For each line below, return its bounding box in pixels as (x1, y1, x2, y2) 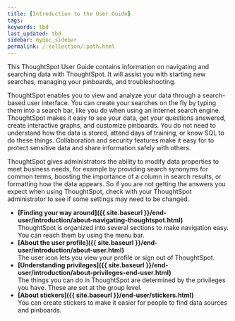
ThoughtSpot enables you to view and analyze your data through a (7, 91, 201, 99)
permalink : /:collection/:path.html (7, 43, 115, 50)
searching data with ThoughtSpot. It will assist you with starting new (7, 70, 206, 78)
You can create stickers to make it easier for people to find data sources (17, 298, 228, 307)
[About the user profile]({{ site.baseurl (17, 238, 134, 247)
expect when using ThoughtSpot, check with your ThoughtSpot (7, 188, 192, 195)
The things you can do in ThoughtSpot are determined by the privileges (17, 276, 226, 284)
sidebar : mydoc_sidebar (7, 37, 78, 44)
